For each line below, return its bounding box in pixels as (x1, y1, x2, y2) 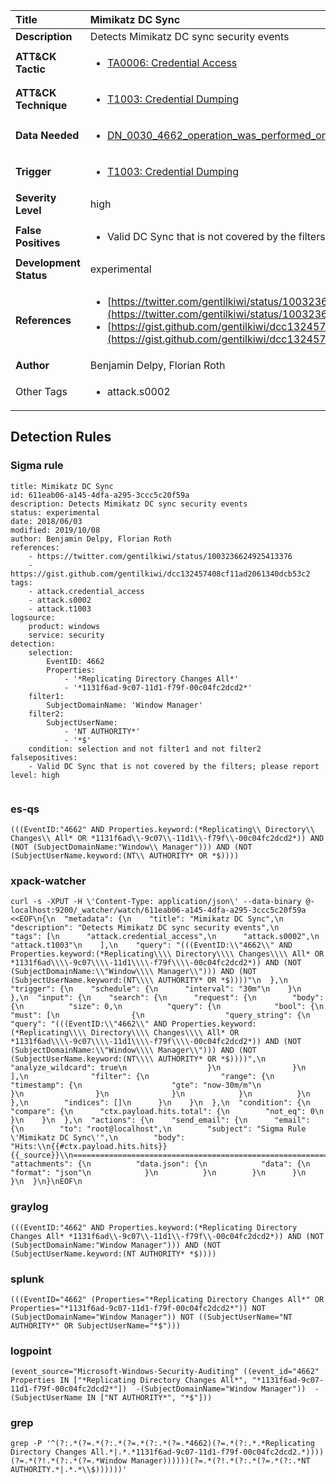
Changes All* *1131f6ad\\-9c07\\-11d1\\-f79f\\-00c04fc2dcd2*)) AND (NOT (10, 1231, 325, 1241)
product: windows (28, 621, 101, 631)
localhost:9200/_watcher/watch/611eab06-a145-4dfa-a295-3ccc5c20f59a (10, 905, 307, 916)
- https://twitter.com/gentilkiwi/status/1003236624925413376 (28, 551, 293, 561)
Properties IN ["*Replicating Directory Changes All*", (10, 1375, 248, 1386)
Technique (15, 99, 68, 112)
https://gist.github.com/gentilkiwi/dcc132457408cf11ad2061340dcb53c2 (10, 569, 311, 579)
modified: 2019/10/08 (10, 525, 101, 535)
